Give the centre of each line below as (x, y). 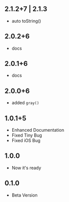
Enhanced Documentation (38, 130)
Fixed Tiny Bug (27, 135)
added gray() (25, 103)
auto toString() (26, 21)
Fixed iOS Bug (26, 141)
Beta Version (24, 195)
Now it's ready (26, 168)
